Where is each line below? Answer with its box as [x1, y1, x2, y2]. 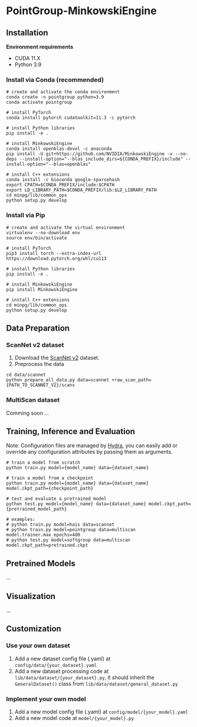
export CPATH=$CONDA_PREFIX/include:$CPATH [6, 182, 115, 188]
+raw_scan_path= [111, 377, 152, 383]
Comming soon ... [6, 409, 49, 417]
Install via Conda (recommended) [6, 76, 104, 84]
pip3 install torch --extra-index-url [6, 250, 101, 256]
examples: [11, 516, 35, 523]
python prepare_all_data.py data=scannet [6, 377, 110, 383]
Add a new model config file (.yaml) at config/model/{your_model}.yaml [14, 708, 189, 715]
